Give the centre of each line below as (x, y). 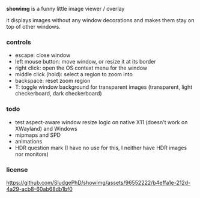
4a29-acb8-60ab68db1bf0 (40, 189)
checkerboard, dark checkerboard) (58, 94)
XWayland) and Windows (46, 128)
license (17, 169)
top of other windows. (34, 27)
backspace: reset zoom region (53, 81)
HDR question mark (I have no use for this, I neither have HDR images (101, 148)
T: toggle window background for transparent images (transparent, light (104, 87)
